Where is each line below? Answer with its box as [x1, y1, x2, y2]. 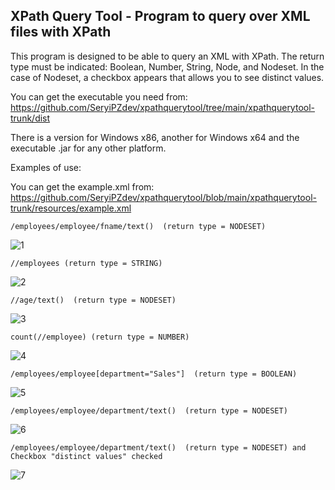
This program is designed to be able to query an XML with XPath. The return [10, 50, 325, 62]
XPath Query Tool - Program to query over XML [10, 8, 311, 25]
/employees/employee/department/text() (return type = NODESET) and [10, 442, 307, 453]
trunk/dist [10, 112, 51, 124]
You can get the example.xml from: [10, 180, 155, 193]
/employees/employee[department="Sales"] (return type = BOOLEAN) [10, 369, 298, 379]
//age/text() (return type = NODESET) [10, 295, 177, 305]
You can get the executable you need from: [10, 90, 188, 103]
